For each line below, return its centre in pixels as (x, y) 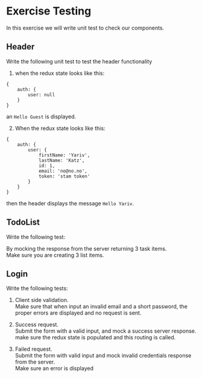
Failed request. (33, 349)
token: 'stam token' (64, 176)
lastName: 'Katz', (62, 160)
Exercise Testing (49, 11)
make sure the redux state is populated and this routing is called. (95, 338)
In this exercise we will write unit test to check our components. (85, 28)
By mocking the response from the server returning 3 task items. (87, 248)
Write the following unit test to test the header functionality (79, 61)
